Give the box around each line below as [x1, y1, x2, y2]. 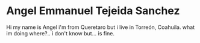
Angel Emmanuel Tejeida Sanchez [6, 4, 180, 18]
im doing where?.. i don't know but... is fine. [6, 29, 114, 37]
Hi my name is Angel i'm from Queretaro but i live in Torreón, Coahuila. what [6, 24, 195, 31]
